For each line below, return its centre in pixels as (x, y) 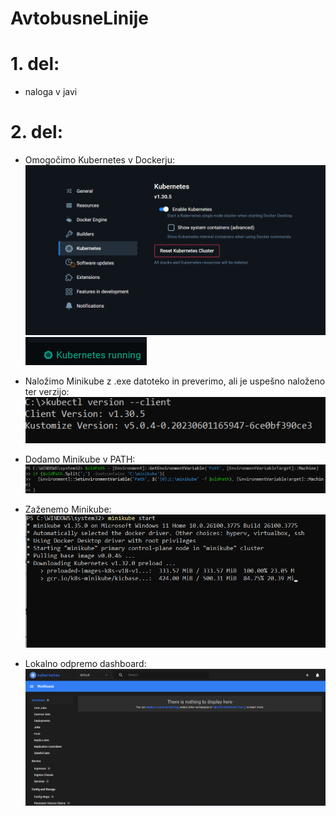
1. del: (35, 64)
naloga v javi (51, 92)
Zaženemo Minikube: (68, 509)
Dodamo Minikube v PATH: (80, 459)
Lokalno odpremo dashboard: (85, 664)
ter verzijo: (47, 392)
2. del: (37, 132)
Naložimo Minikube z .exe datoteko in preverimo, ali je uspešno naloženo (175, 381)
